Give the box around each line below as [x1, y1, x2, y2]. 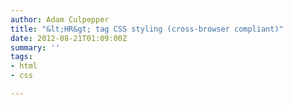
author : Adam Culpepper [10, 14, 110, 25]
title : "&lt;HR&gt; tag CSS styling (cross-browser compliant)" [10, 24, 284, 34]
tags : [10, 52, 33, 62]
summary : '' [10, 42, 60, 53]
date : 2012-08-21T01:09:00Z [10, 33, 128, 43]
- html [10, 61, 38, 71]
